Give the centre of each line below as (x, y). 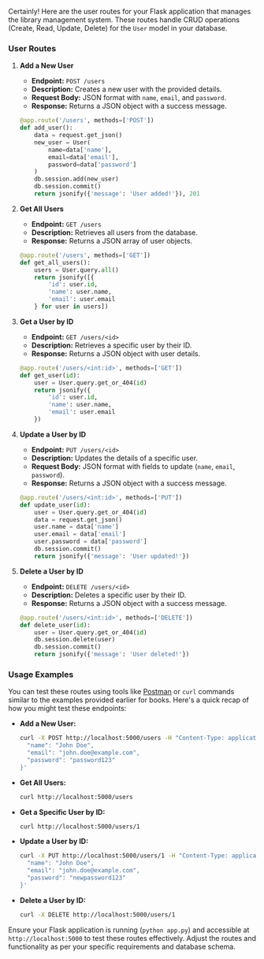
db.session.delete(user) (75, 640)
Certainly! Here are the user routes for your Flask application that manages (130, 11)
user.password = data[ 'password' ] (91, 542)
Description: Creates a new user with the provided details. (126, 89)
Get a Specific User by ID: (62, 812)
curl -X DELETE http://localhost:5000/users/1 (97, 914)
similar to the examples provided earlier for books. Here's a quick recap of (129, 700)
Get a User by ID (46, 322)
